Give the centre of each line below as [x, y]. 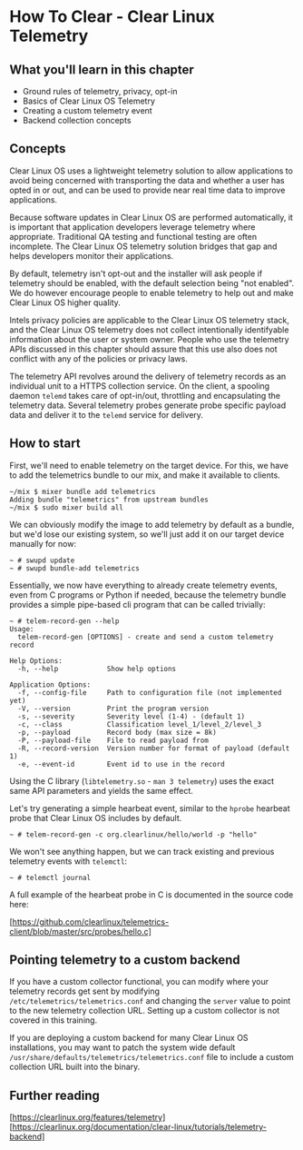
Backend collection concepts [77, 120]
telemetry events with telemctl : [68, 861]
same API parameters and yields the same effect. [101, 790]
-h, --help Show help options [97, 669]
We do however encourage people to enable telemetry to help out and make [151, 292]
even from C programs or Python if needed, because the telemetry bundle [148, 595]
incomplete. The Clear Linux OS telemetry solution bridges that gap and [143, 246]
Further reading [54, 1095]
